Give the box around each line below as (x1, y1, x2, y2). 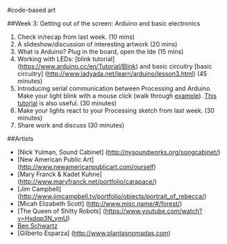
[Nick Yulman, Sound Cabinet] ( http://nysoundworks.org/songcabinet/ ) (17, 148, 221, 156)
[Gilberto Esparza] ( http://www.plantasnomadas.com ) (17, 229, 171, 237)
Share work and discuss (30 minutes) (17, 121, 125, 129)
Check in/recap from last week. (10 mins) (17, 33, 135, 41)
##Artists (7, 134, 34, 143)
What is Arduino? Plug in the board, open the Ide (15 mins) (17, 48, 184, 55)
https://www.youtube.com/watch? (105, 207, 203, 215)
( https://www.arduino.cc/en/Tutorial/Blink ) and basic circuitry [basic (17, 62, 212, 70)
